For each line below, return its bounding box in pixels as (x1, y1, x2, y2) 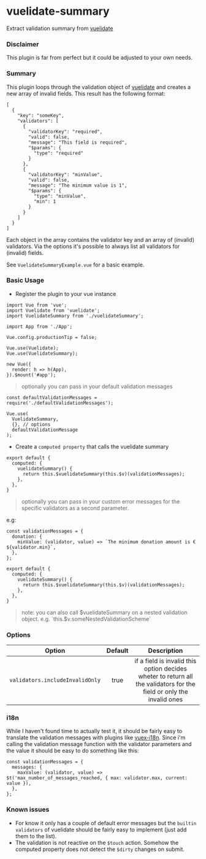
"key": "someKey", (17, 112, 64, 119)
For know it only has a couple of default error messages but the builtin (15, 819, 197, 826)
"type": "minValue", (33, 193, 86, 199)
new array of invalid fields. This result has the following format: (6, 90, 166, 97)
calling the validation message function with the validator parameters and (6, 740, 192, 748)
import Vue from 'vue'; (6, 302, 67, 308)
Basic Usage (6, 276, 45, 285)
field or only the (143, 688, 188, 696)
